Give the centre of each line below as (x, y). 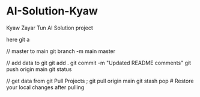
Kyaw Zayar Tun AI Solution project (50, 28)
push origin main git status (39, 69)
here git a (18, 39)
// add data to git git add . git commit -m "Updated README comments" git (98, 63)
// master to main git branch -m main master (61, 51)
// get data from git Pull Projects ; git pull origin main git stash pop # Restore (100, 81)
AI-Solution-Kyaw (52, 11)
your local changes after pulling (45, 87)
